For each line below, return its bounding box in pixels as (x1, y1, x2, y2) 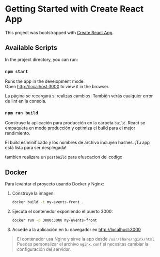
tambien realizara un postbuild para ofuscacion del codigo (5, 154, 123, 160)
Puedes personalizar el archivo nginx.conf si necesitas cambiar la (16, 241, 149, 247)
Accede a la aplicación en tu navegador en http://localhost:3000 (12, 227, 141, 232)
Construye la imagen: (12, 190, 55, 197)
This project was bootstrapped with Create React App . (5, 30, 114, 35)
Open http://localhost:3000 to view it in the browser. (5, 84, 110, 90)
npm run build (5, 110, 38, 116)
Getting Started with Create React (5, 3, 144, 15)
